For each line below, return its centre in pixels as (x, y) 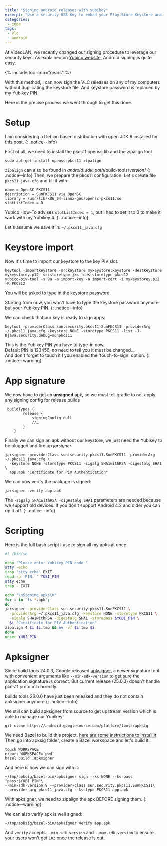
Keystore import (39, 247)
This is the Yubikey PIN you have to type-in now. (55, 344)
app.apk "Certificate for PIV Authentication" (59, 472)
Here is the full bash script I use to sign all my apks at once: (66, 545)
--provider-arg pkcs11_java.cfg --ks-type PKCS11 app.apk (67, 790)
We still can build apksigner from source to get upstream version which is (81, 711)
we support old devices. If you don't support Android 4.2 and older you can (83, 505)
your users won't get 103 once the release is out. (55, 838)
